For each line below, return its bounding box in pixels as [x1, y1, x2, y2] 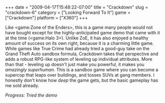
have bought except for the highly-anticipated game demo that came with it [5, 30, 161, 35]
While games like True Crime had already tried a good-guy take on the [5, 46, 150, 51]
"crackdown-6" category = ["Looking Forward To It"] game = [5, 9, 131, 15]
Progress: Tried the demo [5, 92, 57, 98]
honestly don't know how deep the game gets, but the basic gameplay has [5, 77, 159, 83]
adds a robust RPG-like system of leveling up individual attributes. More [5, 56, 153, 62]
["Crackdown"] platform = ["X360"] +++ [5, 15, 88, 20]
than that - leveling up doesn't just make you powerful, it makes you [5, 62, 145, 67]
